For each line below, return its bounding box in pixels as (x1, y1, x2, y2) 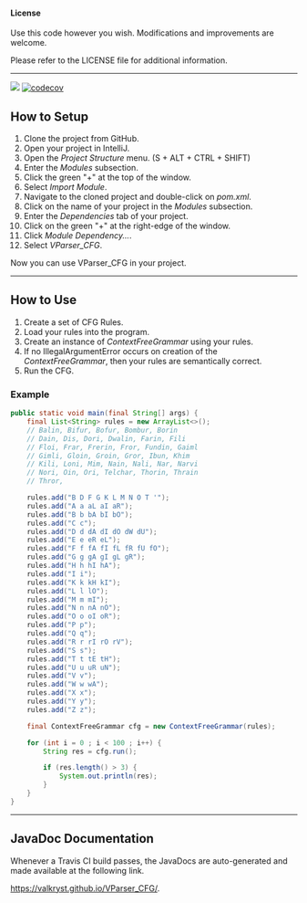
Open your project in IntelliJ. (23, 142, 130, 154)
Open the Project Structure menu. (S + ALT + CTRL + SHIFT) (23, 152, 251, 163)
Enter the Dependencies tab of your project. (23, 211, 189, 222)
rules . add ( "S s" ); (26, 646, 97, 655)
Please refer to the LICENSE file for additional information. (10, 55, 229, 66)
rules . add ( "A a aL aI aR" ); (26, 501, 133, 510)
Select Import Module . (23, 182, 107, 193)
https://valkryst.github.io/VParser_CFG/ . (10, 882, 160, 894)
